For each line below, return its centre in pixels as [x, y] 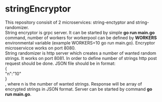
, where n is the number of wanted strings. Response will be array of [73, 84]
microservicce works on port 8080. [40, 48]
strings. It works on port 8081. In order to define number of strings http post [81, 58]
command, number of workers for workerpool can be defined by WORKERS [81, 38]
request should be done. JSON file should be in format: [60, 63]
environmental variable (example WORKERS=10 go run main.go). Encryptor [80, 43]
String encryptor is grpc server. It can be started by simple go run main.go [80, 32]
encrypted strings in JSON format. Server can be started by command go [79, 89]
